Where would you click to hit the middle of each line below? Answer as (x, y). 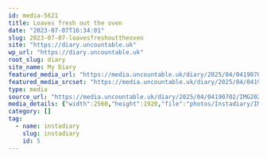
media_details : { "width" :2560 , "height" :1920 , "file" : (97, 104)
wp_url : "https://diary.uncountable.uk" (76, 52)
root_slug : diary (37, 60)
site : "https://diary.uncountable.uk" (72, 45)
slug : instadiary (51, 133)
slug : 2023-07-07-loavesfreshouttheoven (76, 38)
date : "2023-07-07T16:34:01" (56, 30)
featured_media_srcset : (48, 82)
